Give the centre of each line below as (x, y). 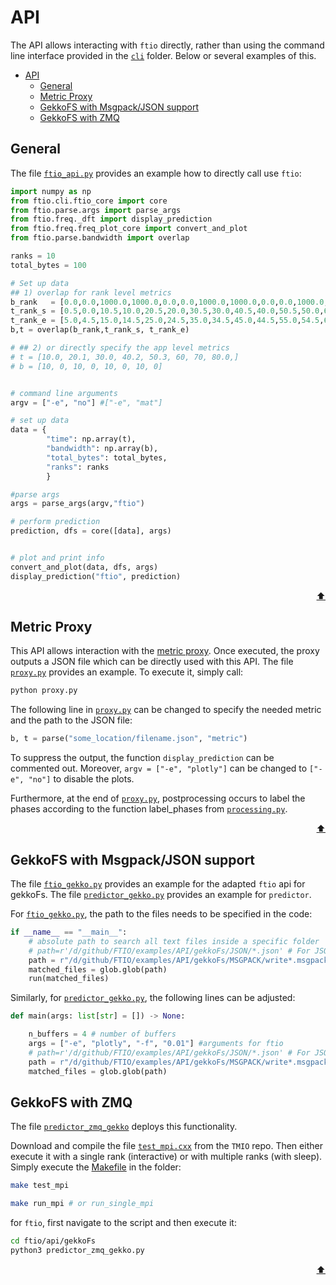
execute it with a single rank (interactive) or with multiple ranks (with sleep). (166, 1157)
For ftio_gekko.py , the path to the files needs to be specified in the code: (161, 914)
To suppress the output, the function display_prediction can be (142, 758)
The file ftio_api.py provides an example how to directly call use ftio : (156, 173)
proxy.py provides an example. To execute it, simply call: (127, 672)
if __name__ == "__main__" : (69, 932)
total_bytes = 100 (48, 265)
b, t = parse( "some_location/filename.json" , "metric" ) (129, 739)
